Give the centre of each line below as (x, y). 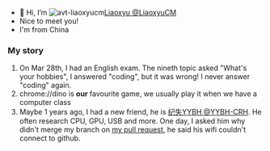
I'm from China (44, 29)
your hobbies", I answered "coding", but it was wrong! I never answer (135, 77)
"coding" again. (45, 86)
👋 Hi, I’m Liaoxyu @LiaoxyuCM (98, 13)
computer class (45, 103)
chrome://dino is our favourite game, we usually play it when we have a (138, 94)
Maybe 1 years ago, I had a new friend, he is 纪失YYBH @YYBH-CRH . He (140, 112)
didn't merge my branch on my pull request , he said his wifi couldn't (133, 130)
